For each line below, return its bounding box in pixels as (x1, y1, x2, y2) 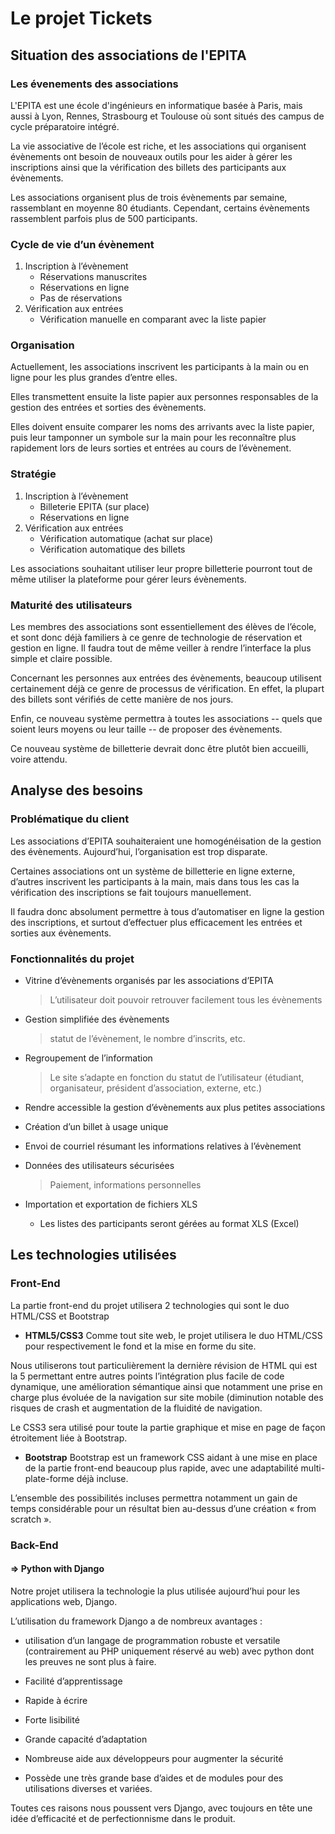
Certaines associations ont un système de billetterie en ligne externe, (10, 865, 296, 877)
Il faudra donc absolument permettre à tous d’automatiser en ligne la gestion (10, 905, 325, 917)
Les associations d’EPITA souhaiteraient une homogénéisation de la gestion (10, 835, 322, 847)
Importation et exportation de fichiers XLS (24, 1198, 198, 1211)
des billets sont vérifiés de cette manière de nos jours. (10, 693, 234, 706)
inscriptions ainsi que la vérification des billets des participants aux (10, 161, 287, 173)
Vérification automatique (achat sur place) (39, 532, 214, 544)
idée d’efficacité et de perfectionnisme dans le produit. (10, 1812, 236, 1824)
